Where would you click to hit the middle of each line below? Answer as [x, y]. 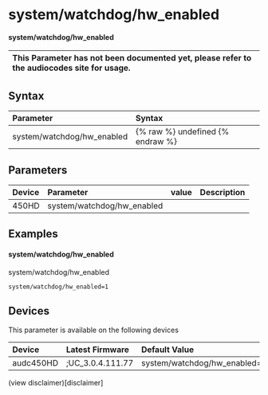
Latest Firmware [98, 350]
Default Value [167, 350]
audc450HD [35, 363]
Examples [33, 234]
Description [223, 193]
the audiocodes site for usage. [71, 68]
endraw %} [156, 142]
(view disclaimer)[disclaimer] [56, 383]
